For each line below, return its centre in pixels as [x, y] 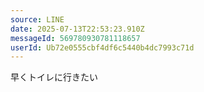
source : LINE [37, 19]
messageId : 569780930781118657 [75, 38]
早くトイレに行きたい [54, 77]
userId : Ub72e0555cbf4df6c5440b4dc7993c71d [102, 47]
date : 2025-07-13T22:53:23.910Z [77, 29]
